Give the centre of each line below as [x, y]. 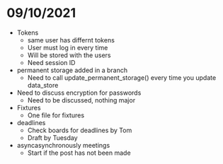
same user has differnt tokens [71, 40]
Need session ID [51, 62]
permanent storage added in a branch [72, 70]
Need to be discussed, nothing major [81, 100]
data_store [43, 85]
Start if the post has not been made [79, 153]
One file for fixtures [56, 115]
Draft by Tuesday [53, 137]
